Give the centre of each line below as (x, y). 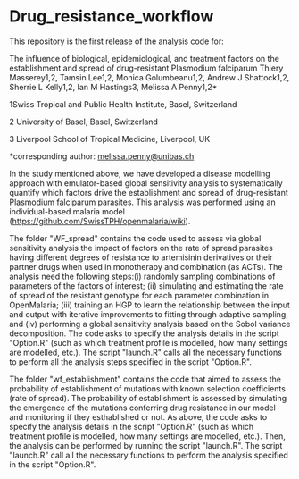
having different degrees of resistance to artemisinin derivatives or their (141, 257)
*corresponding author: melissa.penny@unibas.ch (102, 156)
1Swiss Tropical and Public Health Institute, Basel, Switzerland (123, 104)
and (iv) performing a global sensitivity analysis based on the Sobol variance (150, 324)
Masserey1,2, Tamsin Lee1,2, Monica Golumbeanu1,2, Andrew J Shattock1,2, (149, 77)
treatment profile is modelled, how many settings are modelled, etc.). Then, (147, 436)
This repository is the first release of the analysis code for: (117, 41)
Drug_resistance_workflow (112, 17)
